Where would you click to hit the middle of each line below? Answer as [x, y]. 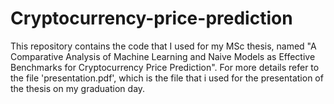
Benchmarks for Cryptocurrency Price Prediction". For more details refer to [165, 67]
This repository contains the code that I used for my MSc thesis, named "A [163, 46]
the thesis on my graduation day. [78, 88]
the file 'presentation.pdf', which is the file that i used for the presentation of [167, 78]
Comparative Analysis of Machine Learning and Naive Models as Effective [163, 56]
